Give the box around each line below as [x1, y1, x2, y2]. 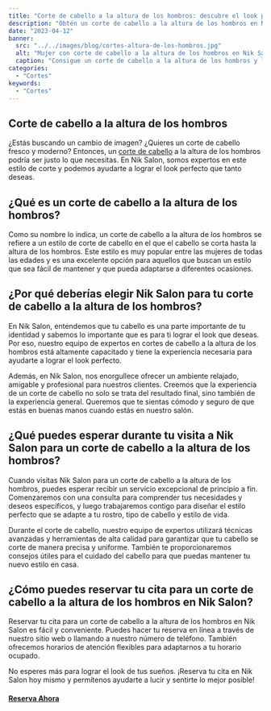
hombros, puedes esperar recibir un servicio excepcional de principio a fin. [8, 484, 258, 493]
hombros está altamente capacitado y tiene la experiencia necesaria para [8, 347, 252, 356]
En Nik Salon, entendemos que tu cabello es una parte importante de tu [8, 321, 246, 331]
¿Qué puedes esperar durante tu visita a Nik [8, 429, 234, 443]
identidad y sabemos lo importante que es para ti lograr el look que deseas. [8, 330, 260, 339]
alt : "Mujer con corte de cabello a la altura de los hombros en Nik [15, 49, 254, 57]
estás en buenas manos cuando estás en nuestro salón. [8, 405, 194, 415]
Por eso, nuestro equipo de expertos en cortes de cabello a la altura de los [8, 338, 256, 347]
